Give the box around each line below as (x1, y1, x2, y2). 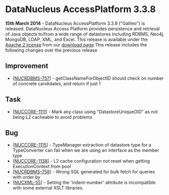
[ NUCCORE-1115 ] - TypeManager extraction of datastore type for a (12, 142, 151, 148)
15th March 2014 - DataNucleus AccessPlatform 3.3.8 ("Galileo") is (5, 20, 145, 26)
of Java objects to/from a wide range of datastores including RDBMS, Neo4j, (5, 31, 164, 37)
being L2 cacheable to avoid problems (12, 114, 92, 120)
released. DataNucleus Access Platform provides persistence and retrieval (5, 25, 160, 31)
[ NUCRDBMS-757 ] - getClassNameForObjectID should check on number (12, 75, 164, 81)
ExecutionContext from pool (12, 163, 71, 170)
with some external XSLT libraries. (12, 185, 84, 191)
